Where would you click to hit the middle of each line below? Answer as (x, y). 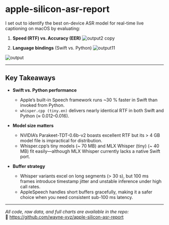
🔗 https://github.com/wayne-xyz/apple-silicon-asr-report (65, 217)
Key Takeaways (30, 78)
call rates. (30, 186)
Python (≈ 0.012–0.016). (45, 116)
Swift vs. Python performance (45, 90)
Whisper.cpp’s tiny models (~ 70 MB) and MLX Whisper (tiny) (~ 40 (90, 146)
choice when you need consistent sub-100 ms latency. (76, 197)
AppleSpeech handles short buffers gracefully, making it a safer (86, 192)
